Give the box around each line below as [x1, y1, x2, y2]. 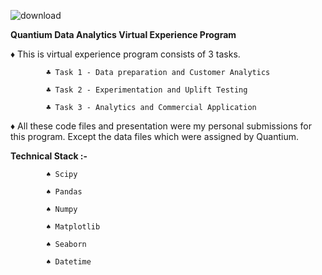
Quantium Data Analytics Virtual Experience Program [10, 29, 237, 40]
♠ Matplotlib [46, 222, 101, 232]
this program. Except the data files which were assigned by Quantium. [10, 131, 299, 142]
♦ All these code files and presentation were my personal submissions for [10, 120, 312, 132]
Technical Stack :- [10, 150, 88, 162]
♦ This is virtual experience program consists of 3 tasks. [10, 48, 241, 60]
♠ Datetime [46, 257, 92, 267]
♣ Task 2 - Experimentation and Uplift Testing [46, 85, 248, 95]
